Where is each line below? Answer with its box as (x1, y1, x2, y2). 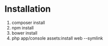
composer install (11, 20, 45, 25)
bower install (11, 30, 37, 36)
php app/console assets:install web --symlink (11, 35, 103, 41)
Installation (4, 3, 51, 15)
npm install (11, 24, 34, 30)
